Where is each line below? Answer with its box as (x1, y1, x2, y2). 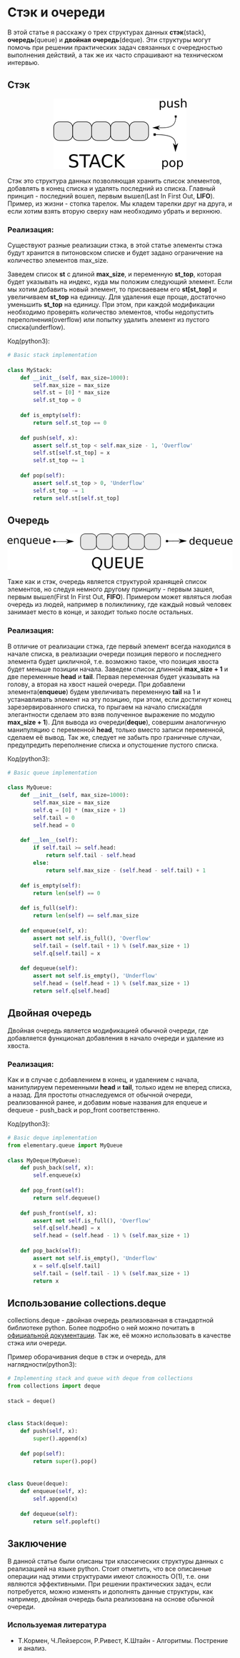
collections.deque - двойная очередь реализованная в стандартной (7, 1316, 214, 1325)
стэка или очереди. (7, 1339, 67, 1347)
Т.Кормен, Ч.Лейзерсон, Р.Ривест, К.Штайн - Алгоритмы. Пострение (17, 1636, 229, 1644)
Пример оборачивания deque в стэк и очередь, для (7, 1352, 166, 1361)
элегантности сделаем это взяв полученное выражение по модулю (7, 710, 216, 718)
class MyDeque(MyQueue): (7, 1157, 81, 1164)
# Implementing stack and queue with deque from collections (7, 1375, 194, 1382)
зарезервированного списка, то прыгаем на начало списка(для (7, 703, 202, 711)
